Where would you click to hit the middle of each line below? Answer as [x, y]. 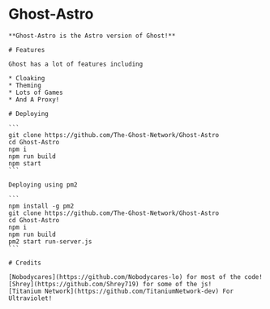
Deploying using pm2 [43, 185]
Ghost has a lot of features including [76, 64]
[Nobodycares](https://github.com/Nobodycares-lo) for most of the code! [136, 277]
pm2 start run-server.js [50, 241]
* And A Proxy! [34, 99]
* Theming [25, 85]
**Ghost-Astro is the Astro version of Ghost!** [92, 36]
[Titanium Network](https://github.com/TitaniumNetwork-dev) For [121, 291]
